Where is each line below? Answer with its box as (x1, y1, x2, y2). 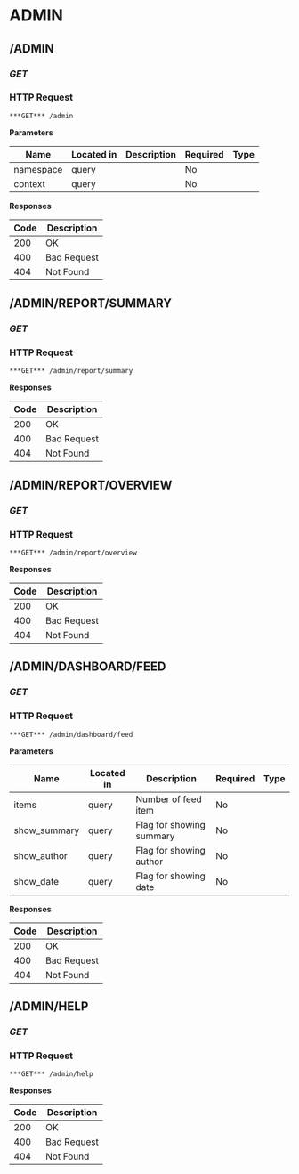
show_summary (13, 824, 80, 837)
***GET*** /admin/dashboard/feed (9, 730, 133, 739)
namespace (13, 163, 63, 175)
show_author (13, 849, 69, 862)
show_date (13, 875, 60, 887)
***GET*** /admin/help (9, 1070, 93, 1079)
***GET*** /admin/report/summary (9, 367, 133, 376)
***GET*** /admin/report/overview (9, 548, 138, 557)
